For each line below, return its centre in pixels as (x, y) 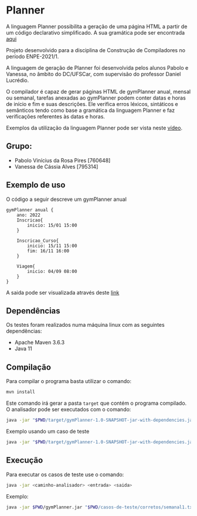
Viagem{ (26, 266)
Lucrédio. (18, 80)
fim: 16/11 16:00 (48, 251)
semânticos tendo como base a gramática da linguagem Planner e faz (90, 110)
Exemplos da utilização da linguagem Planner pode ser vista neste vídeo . (94, 128)
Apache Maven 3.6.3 (40, 343)
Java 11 (23, 348)
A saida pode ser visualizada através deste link (63, 292)
